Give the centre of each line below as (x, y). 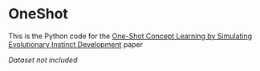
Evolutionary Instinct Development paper (75, 44)
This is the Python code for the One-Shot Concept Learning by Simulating (130, 36)
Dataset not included (43, 60)
